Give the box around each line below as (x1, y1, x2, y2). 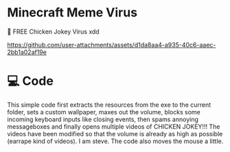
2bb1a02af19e (7, 48, 47, 56)
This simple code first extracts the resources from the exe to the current (7, 101, 211, 109)
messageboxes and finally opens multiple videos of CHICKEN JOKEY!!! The (7, 122, 220, 131)
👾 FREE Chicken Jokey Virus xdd (7, 27, 100, 36)
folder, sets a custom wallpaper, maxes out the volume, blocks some (7, 107, 200, 116)
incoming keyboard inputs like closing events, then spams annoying (7, 115, 199, 123)
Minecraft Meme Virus (7, 5, 138, 21)
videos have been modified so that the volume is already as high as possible (7, 129, 223, 138)
